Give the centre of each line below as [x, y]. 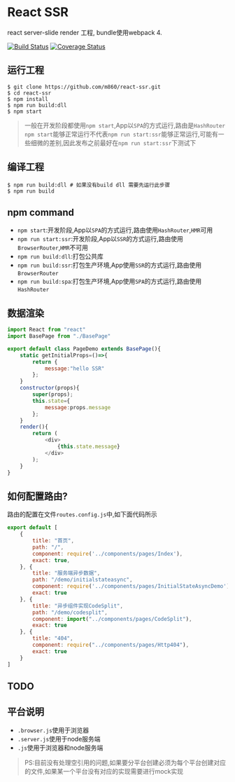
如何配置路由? [37, 496]
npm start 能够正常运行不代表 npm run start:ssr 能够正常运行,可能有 [121, 134]
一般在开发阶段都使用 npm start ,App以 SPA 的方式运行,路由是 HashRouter [125, 125]
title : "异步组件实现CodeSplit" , [78, 606]
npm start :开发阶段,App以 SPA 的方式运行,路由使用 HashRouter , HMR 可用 [115, 230]
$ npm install [28, 99]
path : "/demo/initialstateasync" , [83, 580]
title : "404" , [53, 638]
